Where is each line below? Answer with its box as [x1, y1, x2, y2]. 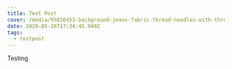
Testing [7, 54, 29, 62]
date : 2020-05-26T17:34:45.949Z [7, 23, 100, 29]
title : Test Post [7, 10, 57, 17]
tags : [7, 29, 23, 36]
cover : [7, 16, 26, 23]
